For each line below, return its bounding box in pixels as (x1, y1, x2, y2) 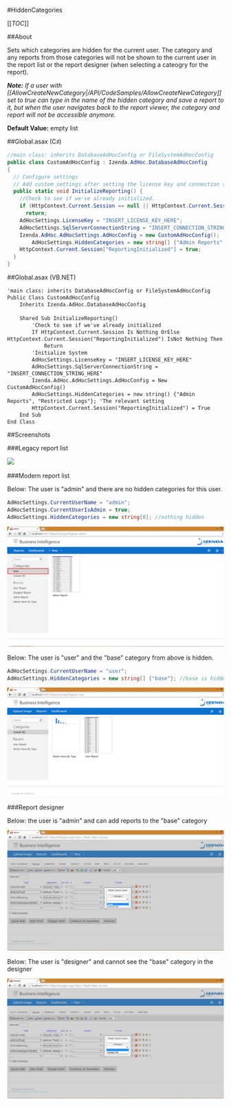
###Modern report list (7, 472, 70, 480)
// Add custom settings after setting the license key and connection (13, 181, 220, 188)
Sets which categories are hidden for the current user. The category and (7, 46, 212, 54)
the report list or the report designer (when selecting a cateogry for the (7, 61, 208, 68)
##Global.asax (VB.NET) (7, 273, 76, 282)
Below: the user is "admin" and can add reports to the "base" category (7, 817, 208, 825)
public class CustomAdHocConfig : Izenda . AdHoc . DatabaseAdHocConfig (7, 159, 208, 166)
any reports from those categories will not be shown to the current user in (7, 53, 217, 61)
